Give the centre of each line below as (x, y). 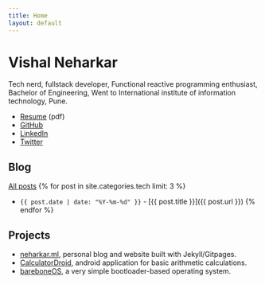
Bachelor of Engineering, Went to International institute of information (122, 93)
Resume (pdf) (42, 117)
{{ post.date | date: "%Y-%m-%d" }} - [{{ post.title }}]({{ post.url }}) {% (138, 202)
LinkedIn (34, 134)
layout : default (35, 23)
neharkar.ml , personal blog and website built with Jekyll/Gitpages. (128, 255)
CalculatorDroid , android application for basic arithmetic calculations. (133, 263)
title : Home (28, 16)
